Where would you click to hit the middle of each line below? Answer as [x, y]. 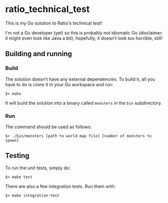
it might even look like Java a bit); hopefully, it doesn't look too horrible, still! [84, 38]
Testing [17, 156]
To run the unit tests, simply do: [38, 168]
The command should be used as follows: [49, 127]
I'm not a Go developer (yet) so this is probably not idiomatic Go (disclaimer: [84, 33]
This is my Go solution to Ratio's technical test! [54, 23]
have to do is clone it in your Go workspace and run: [59, 84]
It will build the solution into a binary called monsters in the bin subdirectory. [84, 103]
